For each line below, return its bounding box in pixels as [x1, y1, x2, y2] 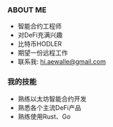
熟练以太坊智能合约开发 [17, 94, 87, 103]
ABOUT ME [7, 5, 47, 15]
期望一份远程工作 [17, 48, 68, 57]
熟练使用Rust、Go [17, 112, 71, 121]
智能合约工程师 [17, 22, 62, 31]
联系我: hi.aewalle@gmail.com [17, 57, 107, 66]
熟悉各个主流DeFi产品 [17, 103, 82, 111]
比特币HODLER [17, 40, 63, 48]
